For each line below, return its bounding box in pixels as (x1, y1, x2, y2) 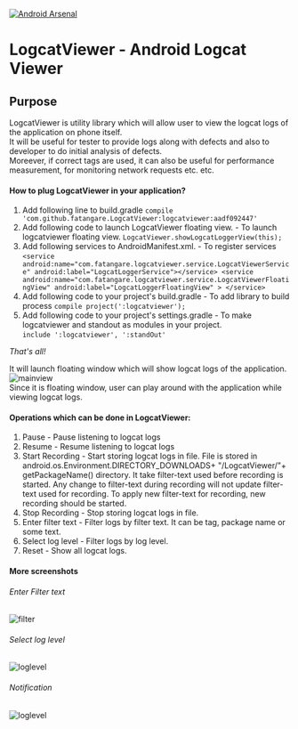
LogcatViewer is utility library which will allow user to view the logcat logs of (9, 117, 289, 128)
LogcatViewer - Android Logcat (9, 40, 247, 60)
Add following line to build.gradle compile (21, 205, 173, 215)
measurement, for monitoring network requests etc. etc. (9, 165, 215, 175)
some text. (21, 526, 61, 538)
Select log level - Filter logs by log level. (21, 536, 169, 547)
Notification (9, 682, 52, 693)
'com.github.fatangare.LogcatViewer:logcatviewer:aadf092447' (21, 215, 258, 223)
